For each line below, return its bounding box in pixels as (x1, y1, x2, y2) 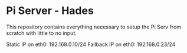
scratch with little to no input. (6, 29, 77, 36)
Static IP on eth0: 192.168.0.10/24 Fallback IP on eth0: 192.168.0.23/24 (6, 41, 176, 48)
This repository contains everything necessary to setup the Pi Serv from (6, 23, 182, 30)
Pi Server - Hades (6, 4, 94, 17)
